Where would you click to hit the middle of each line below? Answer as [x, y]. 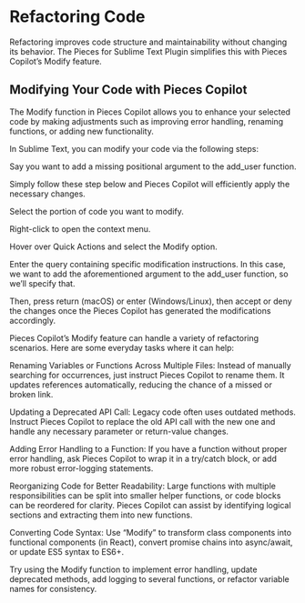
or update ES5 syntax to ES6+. [67, 551]
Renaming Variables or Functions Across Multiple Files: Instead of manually [150, 365]
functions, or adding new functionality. [82, 131]
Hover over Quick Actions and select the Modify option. [114, 246]
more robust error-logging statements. [81, 468]
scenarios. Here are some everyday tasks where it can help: [122, 347]
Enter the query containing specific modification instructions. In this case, [147, 264]
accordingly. [33, 320]
